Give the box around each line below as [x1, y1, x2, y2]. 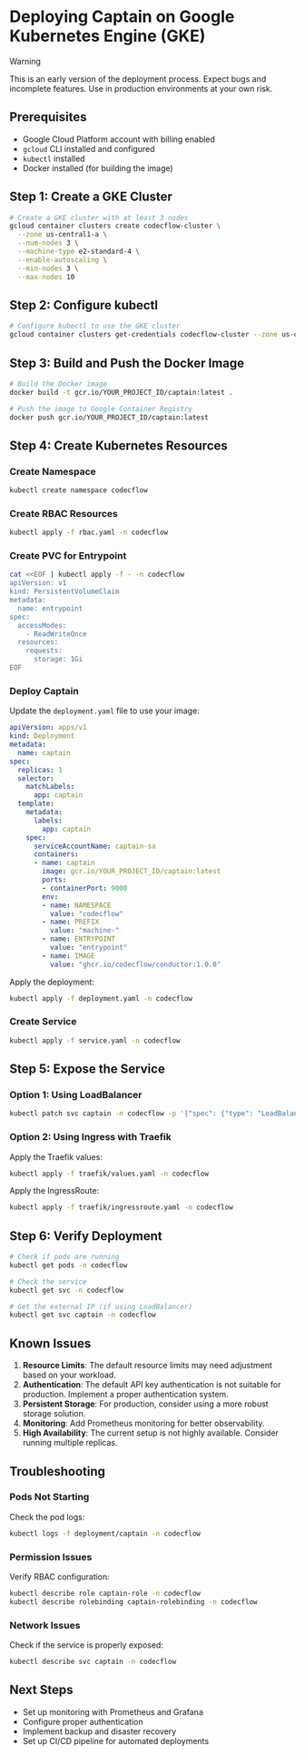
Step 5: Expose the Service [9, 1062, 165, 1077]
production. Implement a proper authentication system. [22, 1389, 229, 1400]
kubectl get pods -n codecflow [9, 1260, 128, 1270]
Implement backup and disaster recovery [22, 1726, 177, 1737]
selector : [17, 773, 54, 783]
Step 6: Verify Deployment [9, 1228, 162, 1244]
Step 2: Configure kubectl [9, 298, 159, 313]
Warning [9, 55, 41, 66]
